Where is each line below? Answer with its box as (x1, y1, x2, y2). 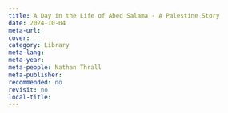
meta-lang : (8, 49, 45, 56)
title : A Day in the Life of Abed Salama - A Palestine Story (8, 11, 220, 20)
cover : (8, 33, 30, 42)
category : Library (8, 41, 70, 49)
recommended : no (8, 78, 62, 86)
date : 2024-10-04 (8, 19, 66, 27)
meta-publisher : (8, 71, 62, 79)
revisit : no (8, 85, 48, 94)
